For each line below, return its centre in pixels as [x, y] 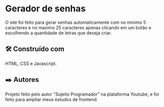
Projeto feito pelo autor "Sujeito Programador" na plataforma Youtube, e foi [82, 94]
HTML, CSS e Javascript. [31, 63]
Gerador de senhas [45, 9]
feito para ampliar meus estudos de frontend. [52, 99]
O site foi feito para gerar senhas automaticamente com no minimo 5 [76, 22]
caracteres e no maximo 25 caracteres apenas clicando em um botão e [78, 27]
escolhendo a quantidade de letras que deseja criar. [59, 33]
